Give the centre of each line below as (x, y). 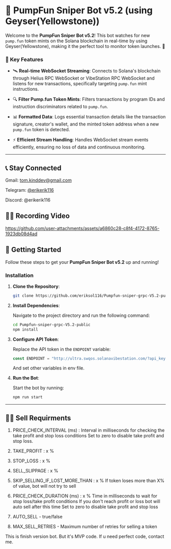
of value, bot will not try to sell (44, 486)
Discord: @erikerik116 (28, 200)
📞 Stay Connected (33, 168)
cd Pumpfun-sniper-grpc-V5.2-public (51, 325)
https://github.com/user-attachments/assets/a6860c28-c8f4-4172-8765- (82, 228)
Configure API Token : (36, 339)
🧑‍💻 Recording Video (38, 216)
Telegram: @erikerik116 (30, 190)
